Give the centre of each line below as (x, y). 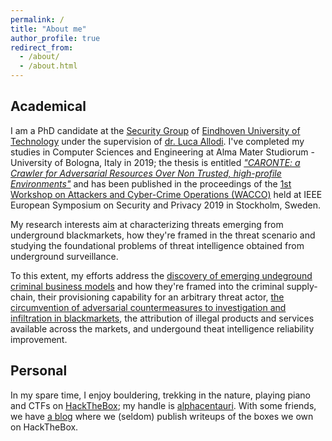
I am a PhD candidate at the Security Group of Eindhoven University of (155, 130)
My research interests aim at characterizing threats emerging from (147, 224)
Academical (48, 106)
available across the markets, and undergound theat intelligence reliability (162, 328)
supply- (302, 286)
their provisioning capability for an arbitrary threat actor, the (161, 297)
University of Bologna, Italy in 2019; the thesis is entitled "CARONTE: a (155, 162)
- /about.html (48, 66)
